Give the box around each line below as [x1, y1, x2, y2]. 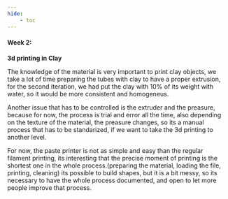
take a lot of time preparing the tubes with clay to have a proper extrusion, [7, 75, 221, 83]
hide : [7, 10, 23, 17]
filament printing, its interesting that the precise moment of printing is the [7, 154, 218, 162]
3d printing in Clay [7, 54, 62, 62]
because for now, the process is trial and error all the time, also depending [7, 110, 222, 119]
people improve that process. [7, 183, 92, 192]
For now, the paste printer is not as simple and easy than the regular [7, 146, 204, 154]
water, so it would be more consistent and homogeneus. [7, 89, 169, 98]
